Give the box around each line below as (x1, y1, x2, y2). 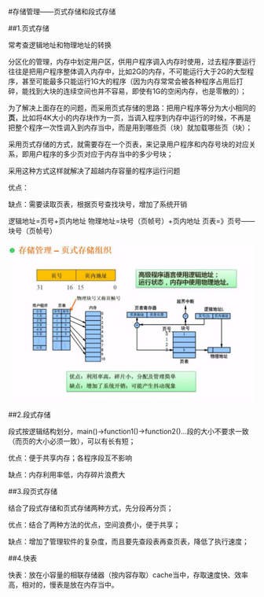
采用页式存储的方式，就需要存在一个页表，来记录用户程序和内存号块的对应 (8, 140, 249, 149)
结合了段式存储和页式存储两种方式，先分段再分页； (8, 503, 174, 513)
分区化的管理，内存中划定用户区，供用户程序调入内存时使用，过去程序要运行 (8, 57, 256, 66)
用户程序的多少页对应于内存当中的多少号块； (28, 149, 174, 159)
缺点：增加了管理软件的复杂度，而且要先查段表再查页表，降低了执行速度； (8, 537, 249, 547)
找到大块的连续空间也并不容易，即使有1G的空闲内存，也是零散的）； (28, 87, 247, 96)
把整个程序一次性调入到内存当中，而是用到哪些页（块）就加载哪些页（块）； (8, 123, 253, 132)
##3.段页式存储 (8, 487, 58, 496)
